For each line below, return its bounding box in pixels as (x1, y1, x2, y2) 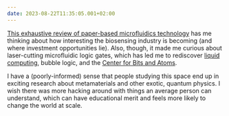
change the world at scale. (7, 101, 83, 109)
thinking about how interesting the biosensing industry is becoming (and (7, 36, 212, 45)
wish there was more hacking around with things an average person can (7, 86, 212, 95)
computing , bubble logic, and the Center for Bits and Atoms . (7, 58, 177, 66)
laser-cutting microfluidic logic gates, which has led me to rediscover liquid (7, 51, 220, 59)
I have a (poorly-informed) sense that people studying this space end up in (7, 72, 219, 80)
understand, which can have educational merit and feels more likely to (7, 94, 206, 102)
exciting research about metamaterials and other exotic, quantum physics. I (7, 79, 221, 87)
